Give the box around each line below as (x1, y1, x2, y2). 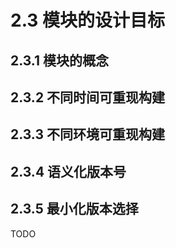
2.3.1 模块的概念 (10, 52, 110, 69)
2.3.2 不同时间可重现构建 (10, 89, 166, 106)
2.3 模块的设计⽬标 (10, 9, 166, 32)
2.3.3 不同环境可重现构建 (10, 126, 165, 143)
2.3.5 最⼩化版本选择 (10, 201, 139, 218)
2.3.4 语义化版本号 (10, 163, 127, 180)
